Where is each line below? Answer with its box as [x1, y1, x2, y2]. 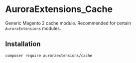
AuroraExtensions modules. [5, 25, 61, 31]
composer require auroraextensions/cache [5, 53, 93, 58]
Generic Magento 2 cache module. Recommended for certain [5, 20, 131, 26]
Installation [5, 40, 41, 48]
